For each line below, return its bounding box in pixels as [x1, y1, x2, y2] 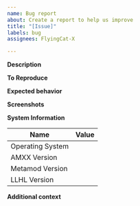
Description [7, 60, 42, 69]
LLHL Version [10, 175, 54, 185]
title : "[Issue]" [7, 23, 57, 30]
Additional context [7, 193, 62, 201]
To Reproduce [7, 73, 48, 82]
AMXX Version [10, 152, 58, 162]
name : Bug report [7, 10, 57, 17]
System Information [7, 114, 65, 122]
